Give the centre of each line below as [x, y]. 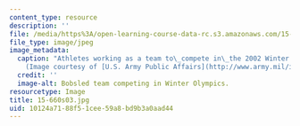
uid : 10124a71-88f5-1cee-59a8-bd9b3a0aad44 [92, 108]
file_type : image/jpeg [51, 42]
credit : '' [37, 75]
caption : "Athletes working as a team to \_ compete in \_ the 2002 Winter [154, 59]
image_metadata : [39, 51]
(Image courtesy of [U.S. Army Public [97, 67]
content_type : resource [54, 17]
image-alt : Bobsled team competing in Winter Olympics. [123, 83]
